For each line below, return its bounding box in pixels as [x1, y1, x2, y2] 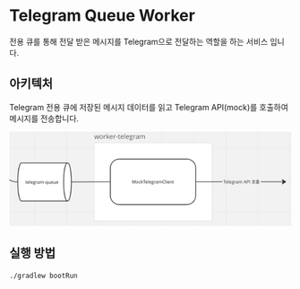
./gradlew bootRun [9, 271, 78, 280]
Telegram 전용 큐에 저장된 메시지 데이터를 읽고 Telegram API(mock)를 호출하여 [9, 101, 289, 112]
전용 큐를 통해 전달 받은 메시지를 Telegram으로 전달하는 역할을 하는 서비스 [9, 36, 269, 47]
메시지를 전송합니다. [9, 113, 79, 124]
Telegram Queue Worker [9, 5, 195, 26]
